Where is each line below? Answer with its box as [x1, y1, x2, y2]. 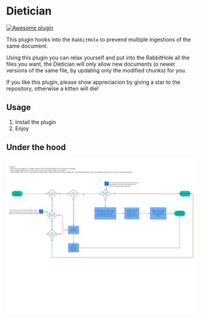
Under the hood [6, 142, 66, 153]
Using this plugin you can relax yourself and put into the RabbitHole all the [6, 54, 190, 61]
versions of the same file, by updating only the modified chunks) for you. [6, 66, 187, 74]
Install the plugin [14, 118, 56, 125]
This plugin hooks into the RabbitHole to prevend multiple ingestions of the [6, 36, 191, 43]
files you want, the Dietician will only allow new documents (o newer [6, 60, 176, 68]
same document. [6, 42, 48, 49]
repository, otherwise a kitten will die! [6, 84, 99, 92]
